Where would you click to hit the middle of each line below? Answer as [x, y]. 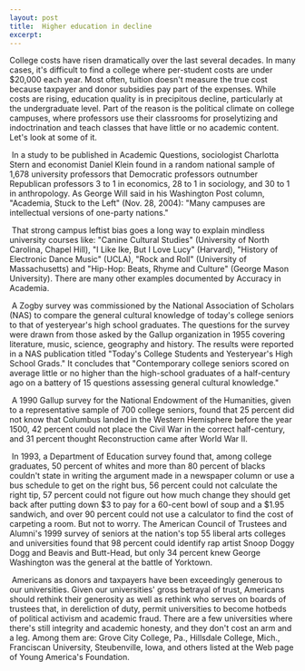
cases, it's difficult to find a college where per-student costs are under [141, 70]
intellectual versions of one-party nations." [89, 213]
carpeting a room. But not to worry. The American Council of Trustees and [148, 524]
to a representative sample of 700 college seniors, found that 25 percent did [152, 410]
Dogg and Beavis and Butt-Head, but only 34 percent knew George [135, 553]
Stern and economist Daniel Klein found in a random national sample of [142, 165]
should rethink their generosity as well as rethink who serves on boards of [148, 599]
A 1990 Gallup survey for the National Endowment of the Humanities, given [151, 401]
